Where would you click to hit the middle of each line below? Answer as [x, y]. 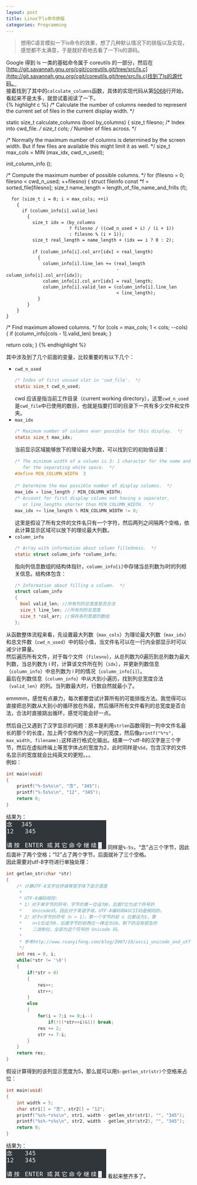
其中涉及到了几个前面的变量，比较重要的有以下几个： [70, 357]
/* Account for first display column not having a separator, [92, 499]
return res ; [31, 1053]
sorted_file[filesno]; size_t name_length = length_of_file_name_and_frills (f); [97, 188]
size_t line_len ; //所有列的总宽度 [60, 610]
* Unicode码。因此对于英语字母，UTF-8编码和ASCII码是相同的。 [92, 911]
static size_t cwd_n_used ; [47, 387]
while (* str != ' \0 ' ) [42, 960]
